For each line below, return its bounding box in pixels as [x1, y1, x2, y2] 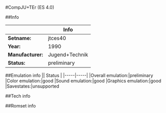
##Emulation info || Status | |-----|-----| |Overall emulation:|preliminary [5, 72, 153, 78]
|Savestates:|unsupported [5, 83, 60, 89]
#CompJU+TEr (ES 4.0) [5, 5, 55, 10]
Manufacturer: [8, 51, 44, 58]
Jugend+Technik [48, 51, 89, 58]
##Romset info [5, 103, 36, 108]
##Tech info [5, 93, 30, 99]
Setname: [8, 35, 31, 42]
